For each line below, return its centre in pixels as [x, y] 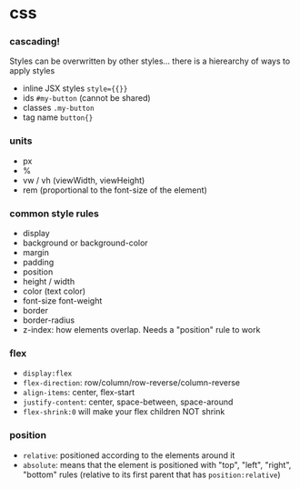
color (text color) [54, 291]
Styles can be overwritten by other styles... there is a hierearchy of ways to [150, 61]
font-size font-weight [62, 301]
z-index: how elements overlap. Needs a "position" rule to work [141, 330]
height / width [49, 282]
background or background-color [85, 243]
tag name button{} [58, 117]
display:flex [47, 374]
